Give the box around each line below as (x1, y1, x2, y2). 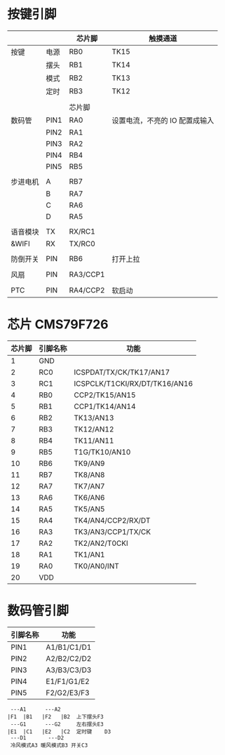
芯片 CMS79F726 (7, 316, 109, 333)
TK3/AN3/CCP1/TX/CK (74, 527, 151, 537)
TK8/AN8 (74, 469, 105, 479)
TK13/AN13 (74, 413, 114, 422)
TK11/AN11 (74, 436, 114, 446)
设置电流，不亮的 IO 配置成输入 (111, 115, 214, 125)
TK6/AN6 (74, 493, 105, 502)
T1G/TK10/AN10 (74, 447, 131, 457)
